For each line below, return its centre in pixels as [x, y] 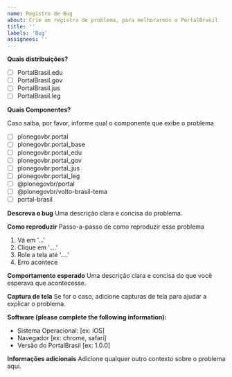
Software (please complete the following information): [87, 317]
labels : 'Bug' [28, 33]
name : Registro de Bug [40, 14]
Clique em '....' [37, 247]
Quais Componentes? [39, 110]
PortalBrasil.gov [40, 80]
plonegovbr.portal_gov [49, 160]
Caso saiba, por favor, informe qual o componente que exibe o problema [111, 123]
